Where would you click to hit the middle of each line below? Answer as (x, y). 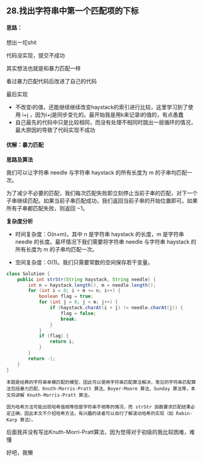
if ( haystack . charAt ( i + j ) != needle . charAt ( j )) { (116, 308)
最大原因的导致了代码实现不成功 (55, 130)
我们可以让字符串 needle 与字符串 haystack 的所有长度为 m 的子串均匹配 (97, 172)
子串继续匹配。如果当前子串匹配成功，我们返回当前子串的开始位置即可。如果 (102, 200)
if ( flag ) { (54, 336)
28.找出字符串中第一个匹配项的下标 (73, 11)
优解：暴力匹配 (25, 145)
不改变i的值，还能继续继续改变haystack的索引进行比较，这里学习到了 (101, 107)
